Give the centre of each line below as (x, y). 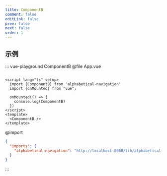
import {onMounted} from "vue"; (43, 88)
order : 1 (14, 33)
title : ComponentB (24, 10)
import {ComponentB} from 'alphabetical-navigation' (65, 84)
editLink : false (22, 19)
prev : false (17, 24)
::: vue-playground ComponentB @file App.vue (53, 66)
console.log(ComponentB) (40, 101)
